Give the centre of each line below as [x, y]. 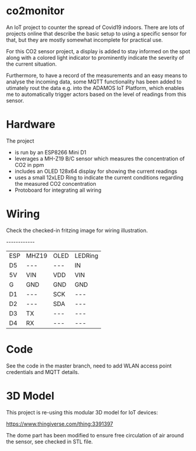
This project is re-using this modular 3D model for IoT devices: [82, 412]
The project [20, 141]
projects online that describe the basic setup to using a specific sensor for [97, 33]
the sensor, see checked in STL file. [50, 442]
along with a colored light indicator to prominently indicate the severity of [95, 57]
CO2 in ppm [29, 165]
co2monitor [35, 11]
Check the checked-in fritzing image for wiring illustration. [77, 230]
